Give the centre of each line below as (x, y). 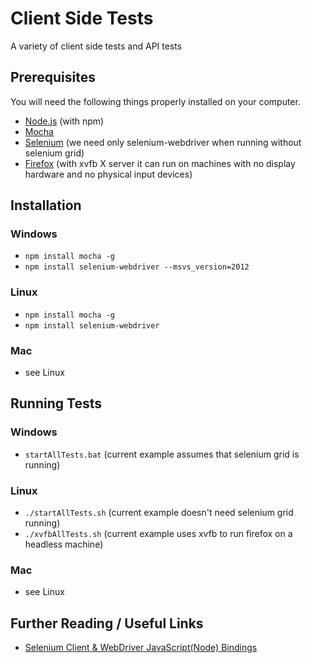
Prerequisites (53, 77)
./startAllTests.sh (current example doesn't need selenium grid (159, 513)
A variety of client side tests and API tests (96, 46)
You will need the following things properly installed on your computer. (155, 101)
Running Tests (56, 403)
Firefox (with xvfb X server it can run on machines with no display (160, 163)
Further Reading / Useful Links (107, 623)
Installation (46, 205)
